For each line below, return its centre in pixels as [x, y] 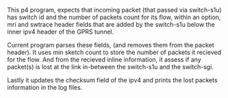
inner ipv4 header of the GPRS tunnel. [61, 32]
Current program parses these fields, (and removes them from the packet [111, 45]
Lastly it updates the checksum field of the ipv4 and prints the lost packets [112, 80]
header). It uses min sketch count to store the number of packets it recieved [114, 52]
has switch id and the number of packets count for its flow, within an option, [114, 17]
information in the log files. [45, 87]
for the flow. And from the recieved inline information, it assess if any [104, 60]
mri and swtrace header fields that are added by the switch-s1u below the [111, 24]
